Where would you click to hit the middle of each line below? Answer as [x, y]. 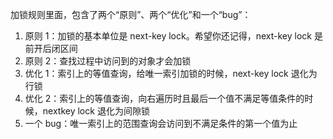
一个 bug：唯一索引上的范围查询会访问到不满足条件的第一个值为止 [161, 123]
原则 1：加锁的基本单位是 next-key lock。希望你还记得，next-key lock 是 [173, 36]
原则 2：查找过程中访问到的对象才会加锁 [108, 61]
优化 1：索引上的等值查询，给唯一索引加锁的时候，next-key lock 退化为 [171, 73]
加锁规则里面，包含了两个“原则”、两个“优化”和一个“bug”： [131, 14]
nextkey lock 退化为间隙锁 [96, 111]
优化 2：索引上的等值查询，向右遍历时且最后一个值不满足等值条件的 [164, 98]
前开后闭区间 [51, 48]
